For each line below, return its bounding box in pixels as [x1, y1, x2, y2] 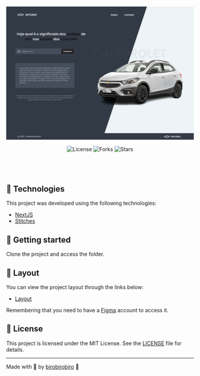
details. [6, 346, 24, 353]
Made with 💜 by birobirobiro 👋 [6, 363, 79, 370]
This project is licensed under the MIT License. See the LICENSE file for [6, 340, 182, 347]
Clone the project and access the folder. [6, 250, 105, 258]
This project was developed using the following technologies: [6, 200, 157, 207]
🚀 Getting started [6, 234, 71, 245]
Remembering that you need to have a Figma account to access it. [6, 306, 168, 314]
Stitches [14, 218, 36, 225]
